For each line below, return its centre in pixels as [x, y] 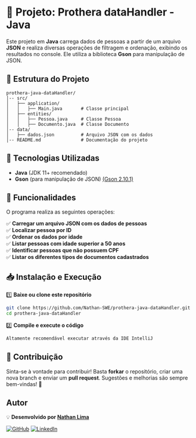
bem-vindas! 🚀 [24, 384]
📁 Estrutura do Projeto [48, 79]
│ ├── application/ [33, 103]
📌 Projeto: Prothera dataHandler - [90, 12]
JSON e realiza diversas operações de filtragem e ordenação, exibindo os [97, 48]
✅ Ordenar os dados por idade [44, 237]
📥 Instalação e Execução [54, 277]
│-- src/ [17, 98]
